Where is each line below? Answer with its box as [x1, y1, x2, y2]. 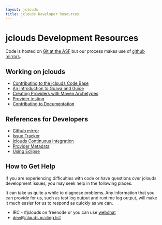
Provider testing [12, 96, 44, 102]
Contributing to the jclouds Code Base [12, 80, 89, 86]
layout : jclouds [5, 7, 38, 12]
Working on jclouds [5, 67, 66, 75]
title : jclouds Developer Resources [5, 12, 79, 16]
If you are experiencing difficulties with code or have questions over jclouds [5, 175, 157, 181]
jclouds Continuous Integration [12, 138, 74, 144]
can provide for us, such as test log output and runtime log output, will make [5, 195, 158, 201]
